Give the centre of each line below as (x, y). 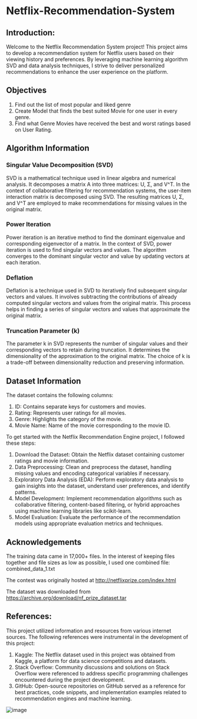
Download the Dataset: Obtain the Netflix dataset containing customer (99, 455)
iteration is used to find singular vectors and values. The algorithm (86, 249)
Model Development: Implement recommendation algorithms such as (98, 498)
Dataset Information (44, 381)
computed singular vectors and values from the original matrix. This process (98, 303)
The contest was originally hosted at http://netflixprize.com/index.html (91, 580)
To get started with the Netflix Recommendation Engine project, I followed (96, 437)
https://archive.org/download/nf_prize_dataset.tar (66, 598)
